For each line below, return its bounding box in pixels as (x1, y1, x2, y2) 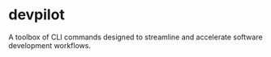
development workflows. (8, 40, 92, 50)
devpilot (8, 6, 65, 24)
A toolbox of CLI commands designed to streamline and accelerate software (8, 32, 263, 42)
